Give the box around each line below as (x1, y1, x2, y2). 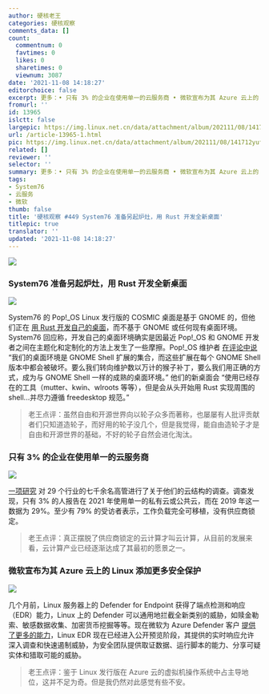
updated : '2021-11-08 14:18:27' (8, 235, 116, 243)
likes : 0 (15, 57, 45, 65)
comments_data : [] (8, 26, 70, 34)
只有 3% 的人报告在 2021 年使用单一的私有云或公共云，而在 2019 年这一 (22, 496, 260, 506)
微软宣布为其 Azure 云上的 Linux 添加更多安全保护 (8, 565, 202, 576)
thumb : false (8, 205, 52, 213)
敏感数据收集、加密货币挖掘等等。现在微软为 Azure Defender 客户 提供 (22, 620, 256, 629)
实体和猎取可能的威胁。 (8, 650, 86, 660)
